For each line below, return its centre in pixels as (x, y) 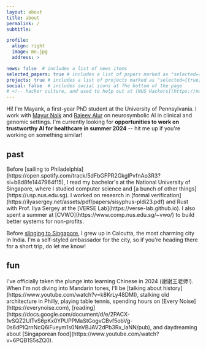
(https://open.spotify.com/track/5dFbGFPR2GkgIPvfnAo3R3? (84, 175)
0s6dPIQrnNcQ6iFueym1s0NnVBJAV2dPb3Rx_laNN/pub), (79, 327)
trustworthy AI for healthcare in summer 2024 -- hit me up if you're (93, 128)
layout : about (25, 12)
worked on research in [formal (112, 195)
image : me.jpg (30, 52)
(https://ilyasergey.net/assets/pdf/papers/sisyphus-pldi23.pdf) (86, 202)
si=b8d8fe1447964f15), (36, 182)
